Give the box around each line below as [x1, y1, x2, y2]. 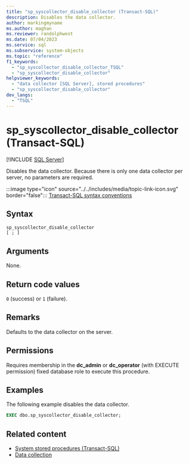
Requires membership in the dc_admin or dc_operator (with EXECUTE [6, 361, 179, 368]
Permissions [6, 346, 54, 356]
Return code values [6, 279, 80, 290]
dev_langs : [6, 92, 33, 98]
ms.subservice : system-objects [6, 48, 84, 54]
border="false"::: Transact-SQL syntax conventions [6, 192, 132, 199]
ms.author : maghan [6, 25, 52, 32]
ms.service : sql [6, 42, 47, 48]
